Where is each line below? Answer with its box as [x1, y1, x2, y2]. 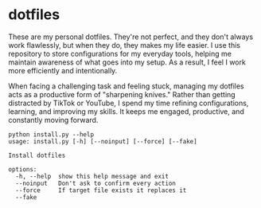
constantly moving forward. [8, 115, 99, 124]
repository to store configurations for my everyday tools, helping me [8, 49, 232, 58]
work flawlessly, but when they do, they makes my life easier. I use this [8, 40, 241, 49]
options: [8, 165, 37, 173]
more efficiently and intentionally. [8, 65, 118, 75]
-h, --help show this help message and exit [15, 172, 169, 180]
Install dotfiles [8, 151, 66, 159]
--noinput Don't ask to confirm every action [15, 179, 177, 187]
